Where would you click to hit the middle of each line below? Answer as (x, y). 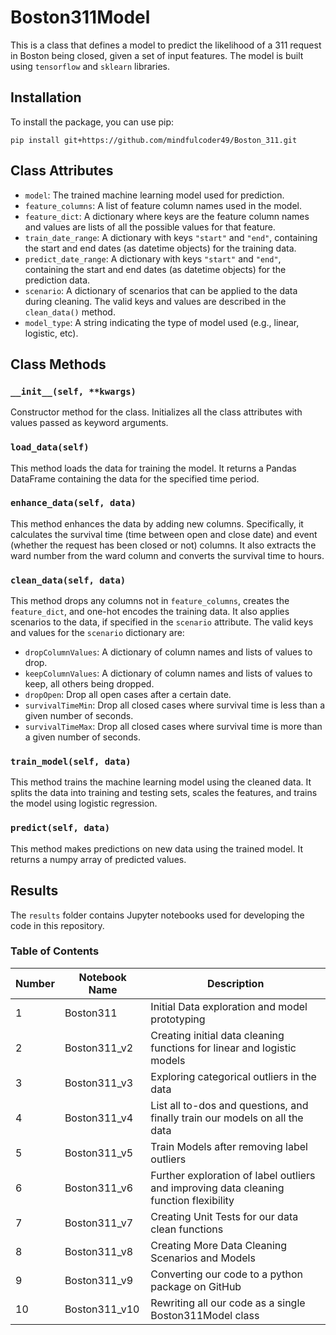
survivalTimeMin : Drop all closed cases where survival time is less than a (175, 705)
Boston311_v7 (99, 1223)
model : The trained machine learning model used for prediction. (154, 195)
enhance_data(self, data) (73, 503)
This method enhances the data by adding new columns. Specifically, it (157, 523)
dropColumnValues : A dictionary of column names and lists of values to (168, 652)
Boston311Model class (205, 1315)
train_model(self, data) (71, 762)
